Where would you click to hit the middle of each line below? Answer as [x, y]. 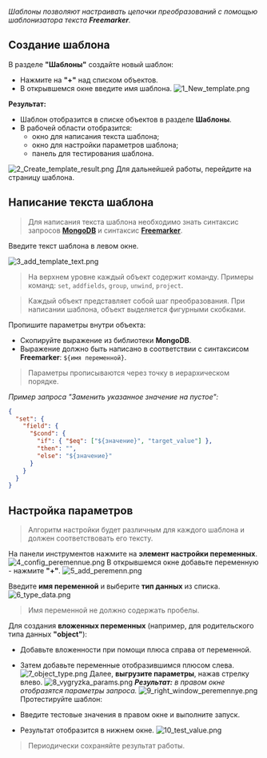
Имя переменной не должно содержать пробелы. [114, 610]
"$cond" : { [48, 434]
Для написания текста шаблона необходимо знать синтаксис [133, 221]
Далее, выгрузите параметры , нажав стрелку [169, 674]
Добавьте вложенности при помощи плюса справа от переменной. [135, 650]
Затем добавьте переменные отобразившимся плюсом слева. [127, 665]
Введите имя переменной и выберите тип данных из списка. [114, 586]
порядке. [43, 381]
